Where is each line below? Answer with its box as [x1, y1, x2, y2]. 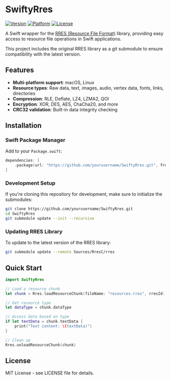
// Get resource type [5, 300, 51, 306]
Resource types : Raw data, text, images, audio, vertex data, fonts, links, [12, 85, 164, 91]
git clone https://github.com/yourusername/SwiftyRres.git [5, 207, 133, 212]
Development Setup [5, 180, 55, 187]
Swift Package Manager [5, 137, 66, 144]
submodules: [5, 196, 33, 202]
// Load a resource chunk [5, 286, 60, 291]
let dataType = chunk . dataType [5, 305, 72, 310]
